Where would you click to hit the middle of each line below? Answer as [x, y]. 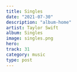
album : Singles [24, 33]
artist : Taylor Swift [32, 28]
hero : [13, 44]
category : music [26, 55]
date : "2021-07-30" [30, 17]
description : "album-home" [39, 22]
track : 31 [18, 49]
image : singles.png [30, 38]
